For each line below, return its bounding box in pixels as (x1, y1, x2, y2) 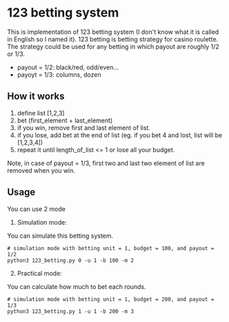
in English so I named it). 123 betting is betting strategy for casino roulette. (7, 35, 219, 43)
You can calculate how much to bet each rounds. (7, 282, 146, 291)
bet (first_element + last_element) (17, 116, 113, 124)
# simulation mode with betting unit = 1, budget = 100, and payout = (7, 245, 215, 252)
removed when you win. (7, 166, 76, 174)
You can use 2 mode (7, 205, 66, 213)
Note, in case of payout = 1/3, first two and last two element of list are (7, 159, 205, 167)
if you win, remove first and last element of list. (17, 123, 150, 132)
